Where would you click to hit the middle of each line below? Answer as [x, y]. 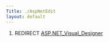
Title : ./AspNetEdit [31, 11]
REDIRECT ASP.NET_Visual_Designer [59, 33]
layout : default [26, 17]
